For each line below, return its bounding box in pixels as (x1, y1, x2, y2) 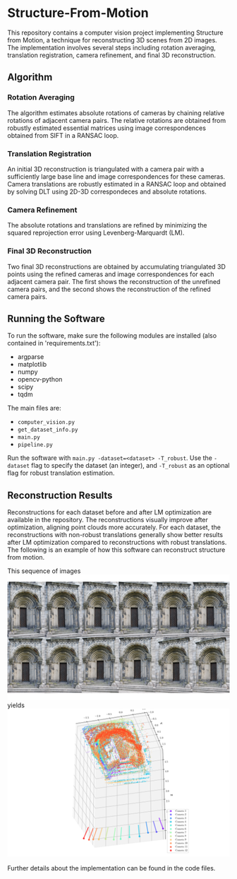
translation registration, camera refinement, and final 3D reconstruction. (7, 51, 217, 59)
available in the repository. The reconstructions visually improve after (7, 516, 208, 524)
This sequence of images (7, 567, 81, 575)
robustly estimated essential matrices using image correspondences (7, 124, 207, 132)
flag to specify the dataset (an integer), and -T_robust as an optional (31, 461, 230, 470)
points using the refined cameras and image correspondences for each (7, 270, 214, 278)
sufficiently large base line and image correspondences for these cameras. (7, 172, 226, 181)
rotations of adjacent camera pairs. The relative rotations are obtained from (7, 116, 226, 124)
